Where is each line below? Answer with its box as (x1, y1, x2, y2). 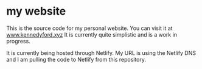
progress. (6, 37, 30, 45)
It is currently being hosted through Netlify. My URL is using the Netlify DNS (6, 49, 197, 56)
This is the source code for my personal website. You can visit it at (6, 24, 173, 32)
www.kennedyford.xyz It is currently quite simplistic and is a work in (6, 31, 178, 38)
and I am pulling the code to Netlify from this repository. (6, 56, 147, 63)
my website (6, 4, 66, 18)
